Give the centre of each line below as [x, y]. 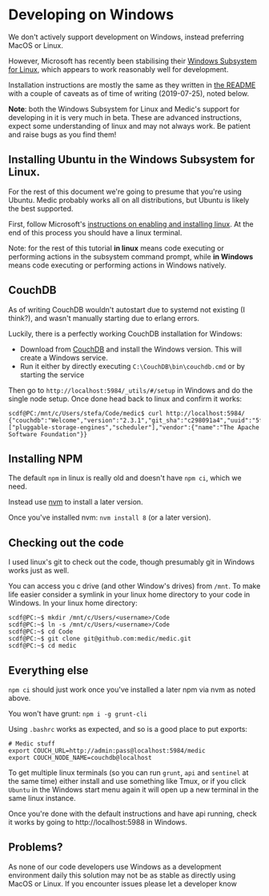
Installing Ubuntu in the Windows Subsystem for [132, 160]
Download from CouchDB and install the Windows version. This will [131, 349]
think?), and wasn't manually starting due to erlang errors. [104, 318]
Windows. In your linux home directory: [73, 603]
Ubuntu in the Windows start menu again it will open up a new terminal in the [133, 790]
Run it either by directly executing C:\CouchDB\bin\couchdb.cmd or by [132, 366]
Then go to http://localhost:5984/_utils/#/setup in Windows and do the [131, 390]
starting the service [52, 375]
